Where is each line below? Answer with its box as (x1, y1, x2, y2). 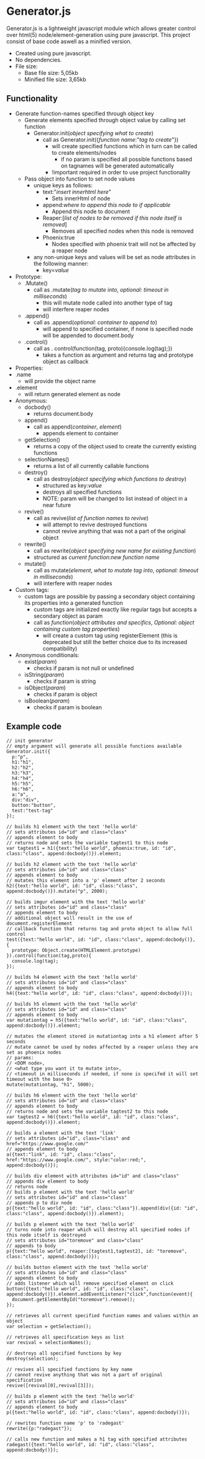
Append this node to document (51, 208, 130, 215)
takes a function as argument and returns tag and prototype (42, 351, 194, 359)
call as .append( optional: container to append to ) (33, 318, 158, 326)
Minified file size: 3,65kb (24, 76, 87, 83)
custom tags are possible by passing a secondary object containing (24, 593, 195, 600)
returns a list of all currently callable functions (33, 462, 149, 469)
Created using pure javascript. (15, 49, 92, 56)
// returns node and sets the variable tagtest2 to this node (6, 1108, 168, 1115)
